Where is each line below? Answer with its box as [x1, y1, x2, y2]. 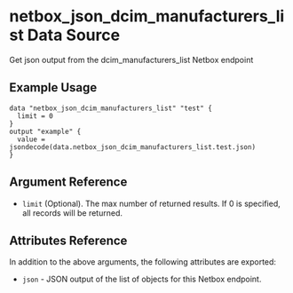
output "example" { [9, 127, 82, 136]
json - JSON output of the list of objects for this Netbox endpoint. [21, 273, 262, 285]
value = [17, 135, 46, 144]
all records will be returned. [21, 207, 123, 218]
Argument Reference [9, 175, 128, 190]
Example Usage [9, 80, 98, 95]
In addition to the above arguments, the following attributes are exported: [9, 257, 277, 267]
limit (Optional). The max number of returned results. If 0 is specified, [21, 198, 281, 209]
